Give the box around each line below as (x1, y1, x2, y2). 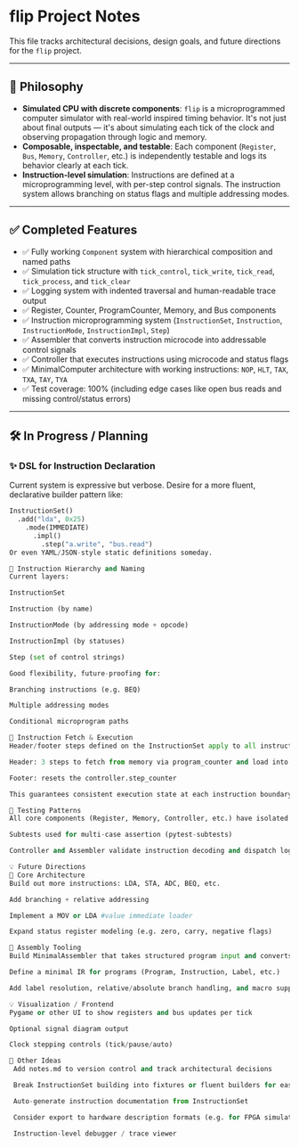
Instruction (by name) (9, 604, 93, 614)
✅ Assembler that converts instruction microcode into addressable (21, 334, 267, 345)
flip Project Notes (9, 6, 141, 27)
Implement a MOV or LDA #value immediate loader (9, 911, 193, 920)
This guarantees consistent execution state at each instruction (9, 790, 256, 799)
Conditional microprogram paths (9, 717, 129, 726)
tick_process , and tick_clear (21, 275, 131, 286)
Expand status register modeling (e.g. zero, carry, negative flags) (9, 927, 273, 937)
